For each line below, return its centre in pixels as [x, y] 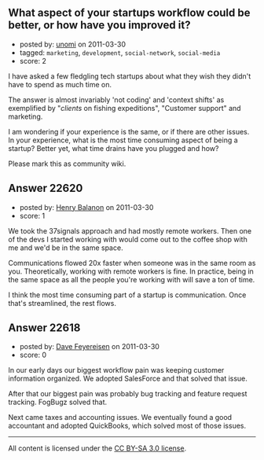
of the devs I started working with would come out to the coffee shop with [128, 239]
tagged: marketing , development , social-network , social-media [120, 52]
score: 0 [33, 355]
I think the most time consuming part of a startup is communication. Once [127, 295]
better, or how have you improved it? [99, 26]
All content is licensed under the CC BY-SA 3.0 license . [97, 448]
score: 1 [32, 215]
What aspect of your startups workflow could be [129, 13]
